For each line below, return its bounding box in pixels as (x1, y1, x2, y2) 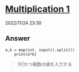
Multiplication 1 (5, 3, 70, 15)
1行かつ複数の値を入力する (17, 61, 72, 67)
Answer (5, 34, 30, 43)
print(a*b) (14, 52, 37, 57)
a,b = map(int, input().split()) (5, 47, 75, 53)
